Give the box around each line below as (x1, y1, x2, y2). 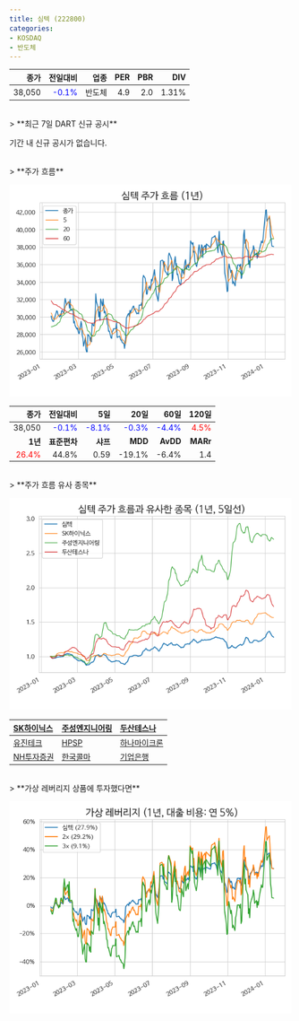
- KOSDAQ (9, 33, 42, 42)
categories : (9, 23, 54, 33)
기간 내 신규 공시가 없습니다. (9, 137, 107, 148)
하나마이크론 (119, 737, 164, 748)
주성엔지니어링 (61, 722, 113, 733)
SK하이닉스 (13, 722, 54, 733)
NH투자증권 (13, 752, 55, 763)
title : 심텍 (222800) (9, 14, 87, 23)
